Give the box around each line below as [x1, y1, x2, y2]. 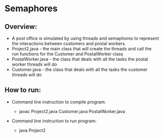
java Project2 [19, 127, 46, 133]
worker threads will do [11, 62, 57, 67]
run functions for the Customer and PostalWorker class [11, 51, 123, 57]
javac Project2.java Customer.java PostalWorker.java [19, 108, 126, 114]
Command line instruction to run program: [11, 118, 97, 124]
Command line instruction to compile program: [11, 99, 106, 105]
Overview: [4, 23, 37, 31]
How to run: [4, 86, 41, 94]
